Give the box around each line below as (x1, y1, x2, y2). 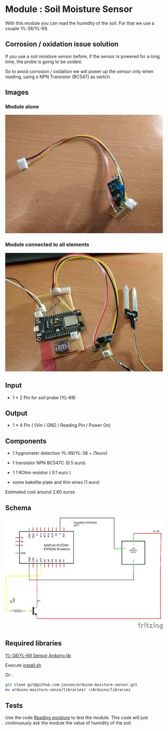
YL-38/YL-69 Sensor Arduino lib (5, 652, 71, 658)
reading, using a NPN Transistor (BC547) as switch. (5, 74, 111, 80)
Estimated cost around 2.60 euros (5, 489, 75, 495)
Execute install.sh (5, 662, 41, 668)
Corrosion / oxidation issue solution (5, 40, 119, 49)
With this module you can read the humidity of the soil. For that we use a (5, 20, 154, 26)
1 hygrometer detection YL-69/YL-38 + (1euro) (12, 450, 108, 456)
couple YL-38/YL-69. (5, 25, 48, 31)
